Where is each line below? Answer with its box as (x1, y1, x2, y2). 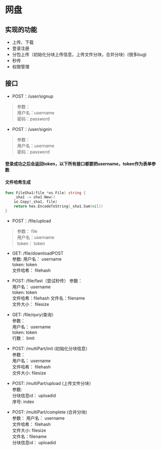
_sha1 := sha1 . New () (14, 195, 55, 200)
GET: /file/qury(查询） (12, 311, 56, 318)
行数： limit (12, 335, 35, 341)
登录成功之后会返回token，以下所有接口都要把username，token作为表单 (5, 161, 152, 167)
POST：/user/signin (12, 126, 52, 132)
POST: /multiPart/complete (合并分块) (12, 409, 88, 415)
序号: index (12, 399, 35, 405)
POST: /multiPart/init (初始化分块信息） (12, 345, 90, 351)
